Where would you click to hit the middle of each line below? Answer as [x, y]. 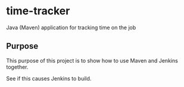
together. [17, 67]
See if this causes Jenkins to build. [49, 78]
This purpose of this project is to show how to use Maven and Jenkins [92, 60]
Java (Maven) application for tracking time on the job [71, 27]
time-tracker [38, 11]
